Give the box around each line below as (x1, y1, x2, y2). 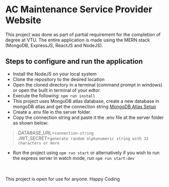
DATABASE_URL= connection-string (17, 130, 94, 136)
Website (5, 14, 41, 26)
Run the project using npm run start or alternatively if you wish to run (12, 150, 160, 156)
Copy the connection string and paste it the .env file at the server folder (12, 114, 164, 120)
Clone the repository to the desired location (12, 76, 105, 82)
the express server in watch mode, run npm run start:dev (12, 155, 135, 161)
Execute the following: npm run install (12, 92, 96, 98)
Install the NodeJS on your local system (12, 71, 97, 77)
